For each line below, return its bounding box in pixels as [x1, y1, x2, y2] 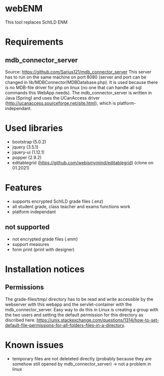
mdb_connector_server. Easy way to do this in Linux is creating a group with [5, 306, 159, 312]
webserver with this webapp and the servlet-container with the [5, 301, 132, 307]
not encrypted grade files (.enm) [12, 236, 78, 242]
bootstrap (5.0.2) [12, 138, 47, 145]
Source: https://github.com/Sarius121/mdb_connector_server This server [5, 69, 152, 75]
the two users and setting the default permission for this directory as [5, 312, 143, 318]
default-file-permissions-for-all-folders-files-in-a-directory [5, 322, 124, 328]
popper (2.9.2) [12, 154, 42, 160]
